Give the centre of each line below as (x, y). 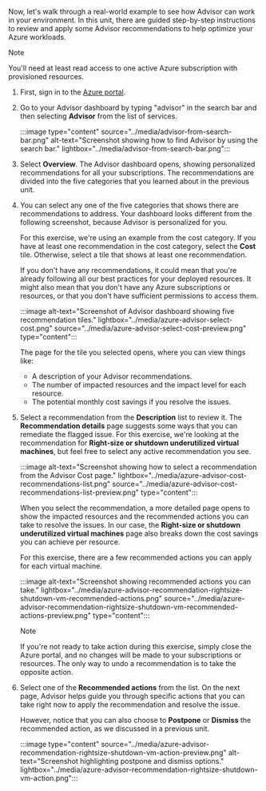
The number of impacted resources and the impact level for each (139, 385)
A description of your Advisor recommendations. (112, 376)
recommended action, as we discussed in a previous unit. (115, 729)
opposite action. (46, 672)
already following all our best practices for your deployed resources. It (135, 279)
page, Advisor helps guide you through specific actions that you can (132, 696)
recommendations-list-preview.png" (79, 492)
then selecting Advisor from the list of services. (99, 116)
